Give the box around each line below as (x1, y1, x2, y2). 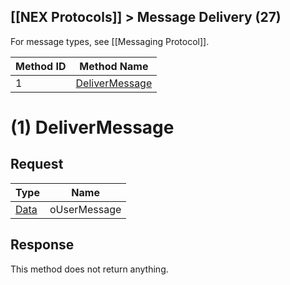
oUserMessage (49, 202, 122, 216)
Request (10, 156, 64, 173)
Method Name (79, 59, 149, 73)
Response (10, 236, 75, 254)
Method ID (15, 59, 67, 73)
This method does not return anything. (10, 263, 169, 275)
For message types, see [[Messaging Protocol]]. (10, 35, 210, 47)
